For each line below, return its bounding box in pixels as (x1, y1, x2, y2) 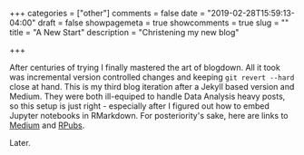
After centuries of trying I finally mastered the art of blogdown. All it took (9, 63, 281, 73)
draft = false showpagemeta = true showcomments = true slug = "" (37, 17, 289, 28)
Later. (9, 138, 31, 148)
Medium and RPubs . (9, 120, 85, 131)
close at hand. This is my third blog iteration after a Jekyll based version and (9, 82, 295, 92)
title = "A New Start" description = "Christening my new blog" (9, 27, 240, 37)
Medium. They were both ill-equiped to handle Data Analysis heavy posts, (9, 91, 286, 102)
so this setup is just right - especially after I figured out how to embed (9, 101, 270, 111)
